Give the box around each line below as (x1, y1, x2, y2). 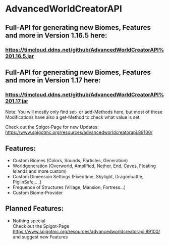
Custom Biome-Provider (12, 190, 63, 195)
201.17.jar (5, 97, 29, 104)
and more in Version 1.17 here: (5, 76, 101, 84)
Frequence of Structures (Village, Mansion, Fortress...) (12, 184, 126, 190)
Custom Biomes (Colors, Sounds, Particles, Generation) (12, 158, 128, 163)
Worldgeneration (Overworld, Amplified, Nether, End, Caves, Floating (12, 163, 156, 169)
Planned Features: (5, 204, 64, 213)
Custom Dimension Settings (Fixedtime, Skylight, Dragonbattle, (12, 174, 144, 179)
